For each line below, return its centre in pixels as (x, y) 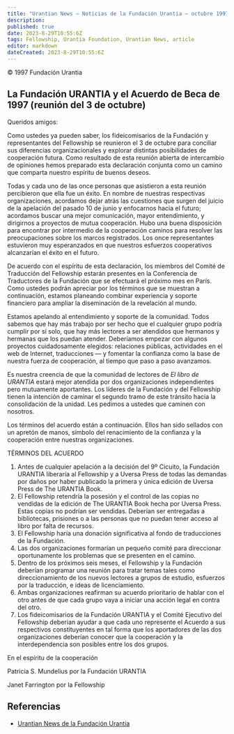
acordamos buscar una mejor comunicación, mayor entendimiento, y (106, 215)
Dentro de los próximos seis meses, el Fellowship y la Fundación (110, 563)
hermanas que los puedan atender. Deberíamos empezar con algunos (107, 338)
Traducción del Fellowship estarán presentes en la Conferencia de (102, 273)
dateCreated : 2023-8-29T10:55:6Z (56, 53)
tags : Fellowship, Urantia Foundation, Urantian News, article (101, 40)
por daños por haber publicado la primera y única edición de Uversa (115, 481)
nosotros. (21, 411)
